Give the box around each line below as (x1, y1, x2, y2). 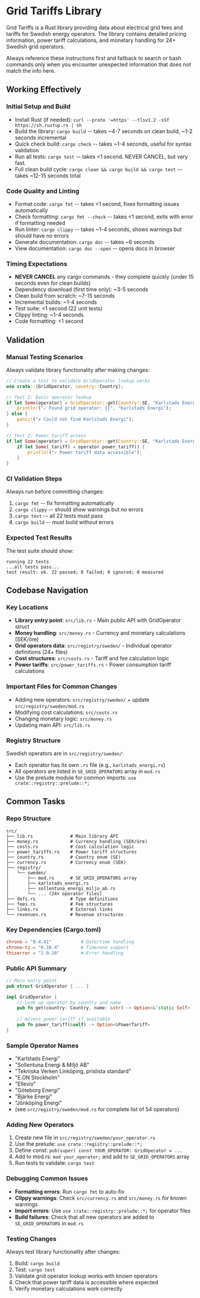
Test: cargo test (14, 1266, 55, 1273)
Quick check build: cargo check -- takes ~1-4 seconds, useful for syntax (14, 140, 192, 147)
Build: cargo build (14, 1260, 60, 1266)
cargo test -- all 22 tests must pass (14, 512, 103, 520)
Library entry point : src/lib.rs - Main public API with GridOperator (14, 616, 182, 624)
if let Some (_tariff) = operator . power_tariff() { (17, 443, 145, 450)
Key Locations (6, 603, 49, 612)
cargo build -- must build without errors (14, 519, 114, 526)
